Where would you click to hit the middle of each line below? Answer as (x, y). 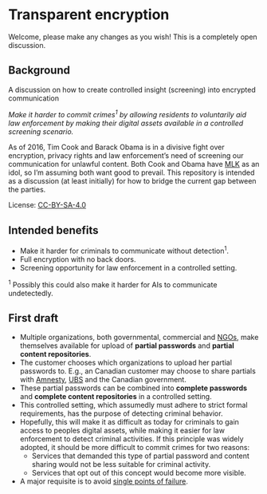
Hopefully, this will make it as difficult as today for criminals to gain (129, 422)
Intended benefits (53, 230)
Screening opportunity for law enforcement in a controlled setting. (128, 267)
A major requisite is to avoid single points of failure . (104, 481)
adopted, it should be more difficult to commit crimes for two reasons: (135, 448)
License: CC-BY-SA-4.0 (47, 205)
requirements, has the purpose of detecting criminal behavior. (121, 413)
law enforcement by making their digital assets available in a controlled (126, 123)
